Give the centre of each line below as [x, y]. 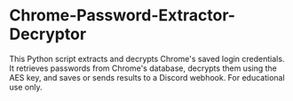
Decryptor [48, 34]
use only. [26, 87]
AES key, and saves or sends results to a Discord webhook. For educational [147, 77]
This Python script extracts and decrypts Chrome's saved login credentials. [147, 58]
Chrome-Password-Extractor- [123, 16]
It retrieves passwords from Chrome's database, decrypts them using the [143, 68]
